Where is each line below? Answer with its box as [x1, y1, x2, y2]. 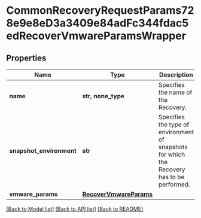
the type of [158, 120, 190, 129]
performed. [158, 180, 190, 189]
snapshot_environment [9, 147, 77, 155]
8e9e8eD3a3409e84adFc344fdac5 [6, 16, 189, 30]
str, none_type [82, 92, 124, 100]
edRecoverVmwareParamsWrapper [6, 29, 187, 43]
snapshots [158, 143, 188, 151]
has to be [158, 173, 185, 181]
